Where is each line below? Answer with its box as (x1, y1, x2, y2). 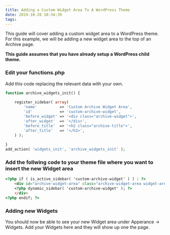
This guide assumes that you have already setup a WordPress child (5, 51, 150, 57)
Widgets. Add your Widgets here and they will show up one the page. (5, 224, 150, 230)
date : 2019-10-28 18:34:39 (5, 12, 62, 17)
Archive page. (5, 41, 34, 48)
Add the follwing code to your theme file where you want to (5, 159, 153, 166)
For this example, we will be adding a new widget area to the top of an (5, 36, 152, 42)
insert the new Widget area (5, 165, 73, 172)
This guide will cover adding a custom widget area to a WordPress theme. (5, 31, 159, 37)
